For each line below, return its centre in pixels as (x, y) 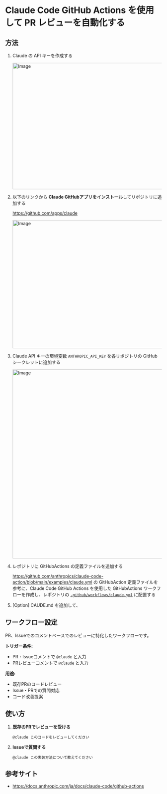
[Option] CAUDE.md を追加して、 (46, 605)
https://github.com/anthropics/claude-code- (58, 576)
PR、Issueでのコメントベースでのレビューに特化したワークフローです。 (78, 635)
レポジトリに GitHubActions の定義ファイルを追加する (68, 566)
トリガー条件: (19, 646)
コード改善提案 (28, 696)
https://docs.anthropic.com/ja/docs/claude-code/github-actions (78, 786)
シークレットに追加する (36, 362)
